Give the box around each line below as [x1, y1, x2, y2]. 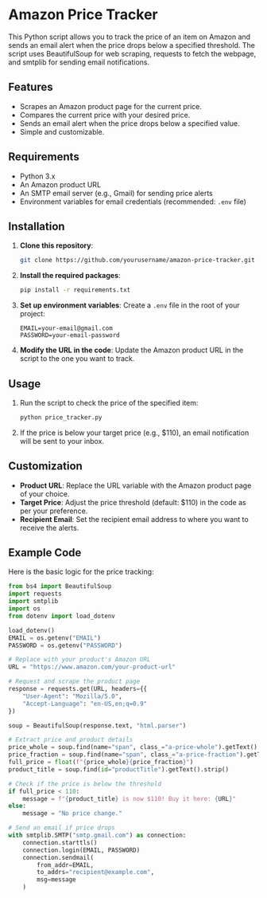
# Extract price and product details [8, 735, 133, 744]
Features [8, 80, 53, 94]
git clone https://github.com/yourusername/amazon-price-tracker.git [19, 257, 256, 265]
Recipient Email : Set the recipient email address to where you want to [19, 514, 249, 524]
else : [8, 802, 26, 810]
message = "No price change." [22, 810, 123, 818]
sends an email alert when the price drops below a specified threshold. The [8, 40, 256, 49]
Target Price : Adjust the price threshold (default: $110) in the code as [19, 497, 246, 507]
